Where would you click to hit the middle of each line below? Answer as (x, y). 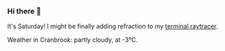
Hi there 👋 (24, 11)
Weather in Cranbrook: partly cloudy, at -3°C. (73, 40)
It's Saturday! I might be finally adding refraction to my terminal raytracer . (113, 27)
